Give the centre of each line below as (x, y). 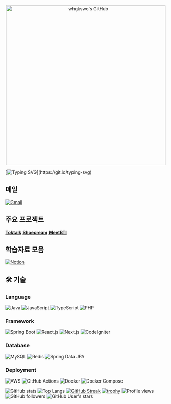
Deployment (21, 370)
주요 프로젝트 (25, 220)
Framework (20, 321)
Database (17, 346)
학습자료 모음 (25, 250)
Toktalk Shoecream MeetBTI (36, 232)
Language (18, 297)
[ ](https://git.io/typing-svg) (48, 172)
